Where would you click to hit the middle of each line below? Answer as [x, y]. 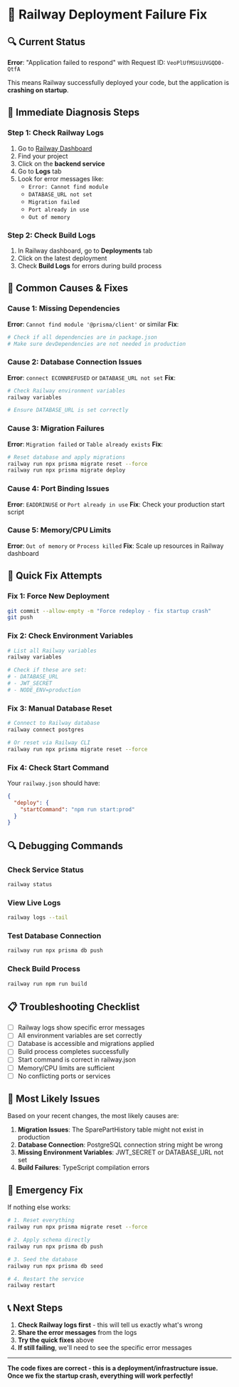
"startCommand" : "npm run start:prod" [78, 809]
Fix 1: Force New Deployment [58, 596]
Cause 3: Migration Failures [56, 429]
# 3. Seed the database [43, 1259]
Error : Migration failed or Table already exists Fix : [85, 444]
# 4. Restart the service [46, 1279]
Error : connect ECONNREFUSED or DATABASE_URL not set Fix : [91, 377]
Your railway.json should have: [54, 783]
